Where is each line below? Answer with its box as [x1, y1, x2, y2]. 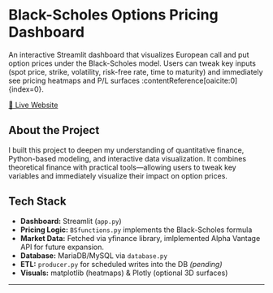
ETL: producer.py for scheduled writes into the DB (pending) [19, 259, 223, 269]
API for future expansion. [19, 242, 104, 252]
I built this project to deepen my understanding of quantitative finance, [8, 144, 245, 155]
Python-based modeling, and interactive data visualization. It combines [8, 153, 246, 163]
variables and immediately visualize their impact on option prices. [8, 170, 227, 180]
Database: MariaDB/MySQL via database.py [19, 250, 168, 261]
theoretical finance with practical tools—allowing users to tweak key [8, 162, 237, 172]
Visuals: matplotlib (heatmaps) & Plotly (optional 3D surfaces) [19, 268, 228, 278]
